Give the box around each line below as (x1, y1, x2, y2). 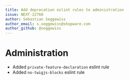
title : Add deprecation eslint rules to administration (5, 7, 124, 12)
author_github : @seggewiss (5, 26, 61, 31)
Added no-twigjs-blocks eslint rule (12, 69, 85, 75)
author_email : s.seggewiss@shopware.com (5, 21, 91, 26)
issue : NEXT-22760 (5, 12, 43, 17)
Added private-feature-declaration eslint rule (12, 64, 109, 70)
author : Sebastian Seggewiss (5, 16, 66, 21)
